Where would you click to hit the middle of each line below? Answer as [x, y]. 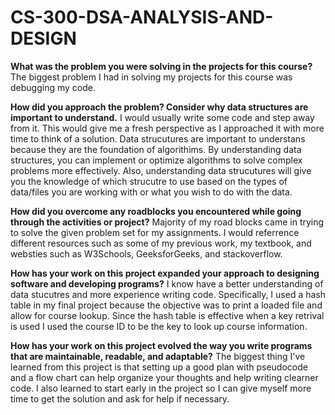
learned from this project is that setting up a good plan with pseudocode [159, 367]
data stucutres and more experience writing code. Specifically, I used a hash [168, 294]
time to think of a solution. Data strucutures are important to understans [158, 138]
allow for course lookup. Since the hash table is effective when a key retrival [167, 315]
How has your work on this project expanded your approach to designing [165, 273]
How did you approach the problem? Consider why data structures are [159, 107]
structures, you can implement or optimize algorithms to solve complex [156, 160]
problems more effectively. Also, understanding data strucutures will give [161, 170]
